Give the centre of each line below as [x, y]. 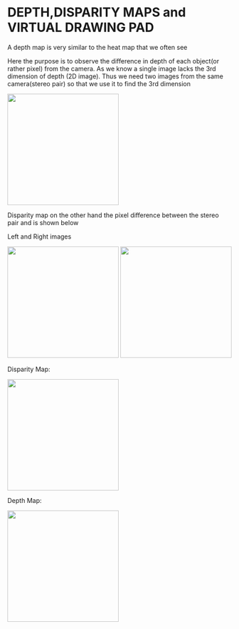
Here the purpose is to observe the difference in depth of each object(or [113, 61]
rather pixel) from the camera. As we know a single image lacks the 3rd [112, 68]
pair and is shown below [43, 222]
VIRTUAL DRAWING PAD [81, 27]
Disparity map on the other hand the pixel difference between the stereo [113, 215]
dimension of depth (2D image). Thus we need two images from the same [116, 76]
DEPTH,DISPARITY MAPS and [97, 12]
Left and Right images [39, 236]
